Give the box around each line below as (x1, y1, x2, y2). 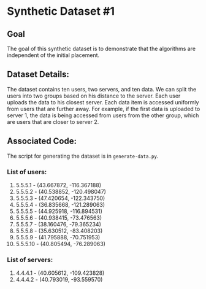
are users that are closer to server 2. (7, 118, 99, 125)
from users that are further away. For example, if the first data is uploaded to (7, 105, 200, 112)
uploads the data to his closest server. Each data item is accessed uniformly (7, 98, 199, 106)
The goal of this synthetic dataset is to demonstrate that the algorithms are (7, 45, 196, 52)
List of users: (7, 168, 47, 176)
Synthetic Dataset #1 (7, 4, 115, 18)
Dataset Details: (7, 69, 70, 80)
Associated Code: (7, 136, 77, 147)
